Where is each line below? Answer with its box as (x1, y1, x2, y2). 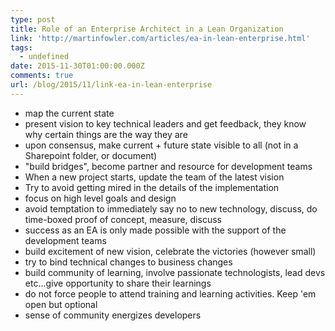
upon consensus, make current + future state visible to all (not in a (24, 139, 299, 151)
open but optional (24, 298, 98, 310)
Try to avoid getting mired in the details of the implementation (24, 181, 280, 193)
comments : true (10, 71, 74, 81)
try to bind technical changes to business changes (24, 256, 233, 268)
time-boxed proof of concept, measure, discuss (24, 213, 222, 225)
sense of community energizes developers (24, 309, 202, 321)
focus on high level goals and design (24, 192, 177, 204)
